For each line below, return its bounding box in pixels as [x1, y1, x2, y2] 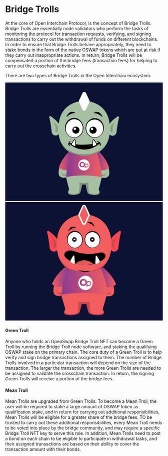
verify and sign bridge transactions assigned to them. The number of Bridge [5, 355, 162, 361]
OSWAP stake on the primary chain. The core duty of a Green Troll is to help [5, 349, 162, 355]
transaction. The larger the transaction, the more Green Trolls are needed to [5, 365, 161, 371]
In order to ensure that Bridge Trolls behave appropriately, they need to [5, 41, 151, 47]
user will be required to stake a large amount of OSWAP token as [5, 404, 138, 410]
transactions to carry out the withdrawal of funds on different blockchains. [5, 36, 158, 42]
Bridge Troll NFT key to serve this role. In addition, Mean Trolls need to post [5, 430, 161, 436]
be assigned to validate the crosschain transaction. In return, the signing [5, 370, 154, 377]
